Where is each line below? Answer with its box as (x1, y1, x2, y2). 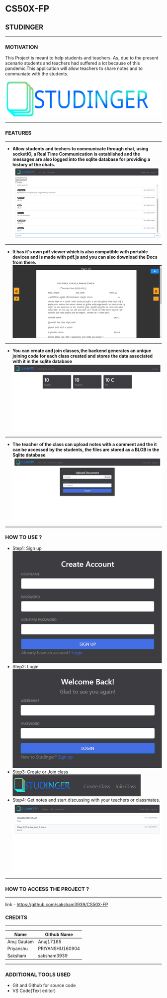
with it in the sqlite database (12, 358, 72, 364)
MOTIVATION (5, 43, 38, 50)
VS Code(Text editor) (12, 988, 56, 994)
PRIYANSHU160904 (38, 946, 81, 952)
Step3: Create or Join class (12, 769, 69, 775)
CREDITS (5, 914, 27, 921)
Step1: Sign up (12, 545, 42, 551)
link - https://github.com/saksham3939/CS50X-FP (5, 902, 108, 908)
